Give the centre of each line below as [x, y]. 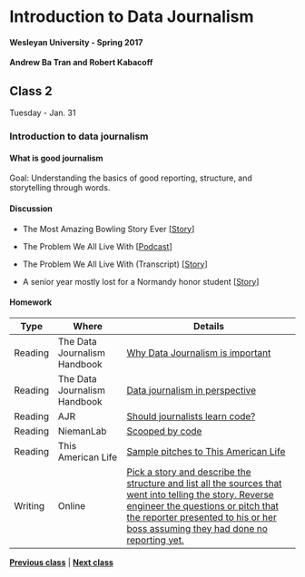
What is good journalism [56, 158]
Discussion [31, 208]
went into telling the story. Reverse [200, 494]
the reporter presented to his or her [202, 517]
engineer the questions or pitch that [203, 505]
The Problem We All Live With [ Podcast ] [97, 246]
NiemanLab [82, 431]
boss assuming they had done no [197, 528]
